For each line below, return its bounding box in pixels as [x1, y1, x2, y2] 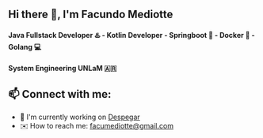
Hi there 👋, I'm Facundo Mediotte [8, 8, 173, 21]
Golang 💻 [8, 42, 42, 51]
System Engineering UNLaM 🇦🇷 [8, 63, 117, 73]
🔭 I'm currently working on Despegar [19, 112, 140, 122]
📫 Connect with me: [8, 88, 112, 101]
